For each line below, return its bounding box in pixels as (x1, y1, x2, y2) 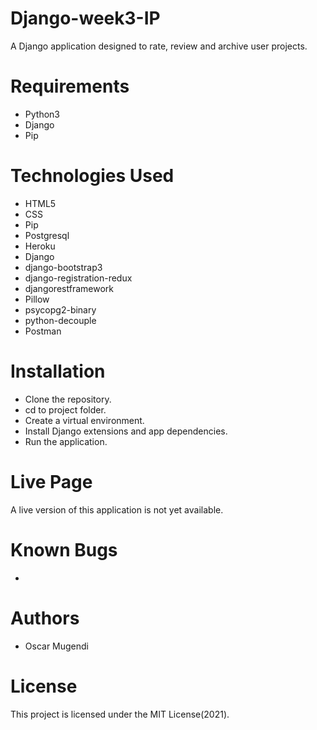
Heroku (24, 240, 56, 252)
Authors (10, 607, 80, 629)
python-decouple (24, 314, 97, 326)
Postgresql (24, 229, 70, 241)
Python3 (24, 108, 60, 120)
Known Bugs (10, 538, 118, 561)
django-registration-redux (24, 272, 133, 284)
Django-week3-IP (10, 7, 161, 30)
